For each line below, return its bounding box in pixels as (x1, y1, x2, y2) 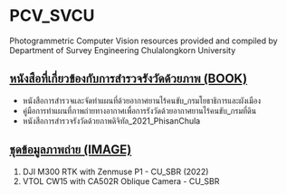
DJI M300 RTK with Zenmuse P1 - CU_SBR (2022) (22, 166, 209, 177)
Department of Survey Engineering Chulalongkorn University (9, 44, 236, 55)
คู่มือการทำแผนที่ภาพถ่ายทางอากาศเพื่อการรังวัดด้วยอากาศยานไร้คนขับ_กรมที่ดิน (22, 105, 256, 116)
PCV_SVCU (9, 5, 95, 26)
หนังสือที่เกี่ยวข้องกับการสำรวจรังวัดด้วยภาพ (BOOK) (9, 71, 247, 87)
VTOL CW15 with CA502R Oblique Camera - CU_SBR (22, 175, 220, 186)
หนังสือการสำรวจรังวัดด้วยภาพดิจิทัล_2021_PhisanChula (22, 115, 201, 126)
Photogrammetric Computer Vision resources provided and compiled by (9, 35, 278, 46)
